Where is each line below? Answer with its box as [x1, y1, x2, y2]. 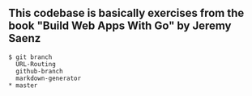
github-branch [15, 67, 63, 75]
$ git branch [8, 52, 53, 61]
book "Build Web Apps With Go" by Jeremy [8, 19, 232, 33]
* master [8, 81, 38, 90]
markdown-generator [15, 74, 82, 82]
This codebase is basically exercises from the [8, 6, 245, 20]
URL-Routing [15, 60, 57, 68]
